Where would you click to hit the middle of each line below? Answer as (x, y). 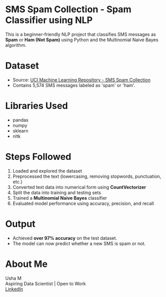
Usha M (13, 278)
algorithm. (16, 45)
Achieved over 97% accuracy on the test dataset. (65, 238)
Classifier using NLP (49, 20)
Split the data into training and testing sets (57, 193)
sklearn (21, 130)
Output (20, 224)
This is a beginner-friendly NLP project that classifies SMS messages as (81, 34)
